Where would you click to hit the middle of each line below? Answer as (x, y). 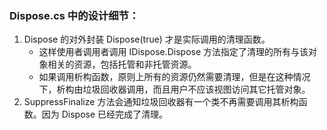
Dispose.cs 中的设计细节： (74, 15)
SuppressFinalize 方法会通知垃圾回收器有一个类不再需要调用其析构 (161, 102)
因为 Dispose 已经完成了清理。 (105, 114)
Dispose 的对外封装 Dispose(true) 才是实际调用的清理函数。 (147, 39)
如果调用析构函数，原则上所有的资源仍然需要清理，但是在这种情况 (174, 77)
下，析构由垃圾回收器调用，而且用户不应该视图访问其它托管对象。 (174, 89)
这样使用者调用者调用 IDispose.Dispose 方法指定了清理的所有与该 (173, 52)
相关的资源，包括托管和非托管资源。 (122, 64)
